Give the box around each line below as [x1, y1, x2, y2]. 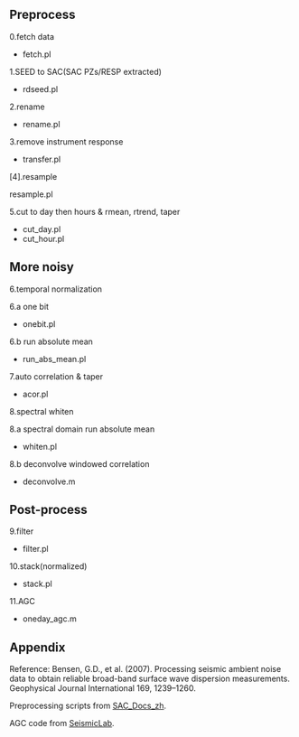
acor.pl [22, 388, 49, 399]
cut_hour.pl [22, 233, 65, 244]
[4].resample [9, 171, 58, 182]
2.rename [9, 101, 45, 112]
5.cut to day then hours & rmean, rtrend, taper [9, 206, 181, 217]
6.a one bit [9, 301, 50, 312]
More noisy [9, 259, 75, 275]
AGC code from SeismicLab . [9, 718, 115, 729]
